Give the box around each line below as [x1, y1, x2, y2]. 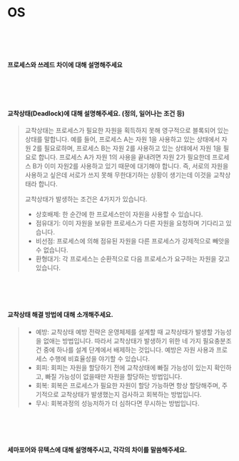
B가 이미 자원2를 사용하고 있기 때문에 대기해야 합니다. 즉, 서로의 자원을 [32, 162, 229, 171]
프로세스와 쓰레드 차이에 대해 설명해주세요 [7, 60, 123, 69]
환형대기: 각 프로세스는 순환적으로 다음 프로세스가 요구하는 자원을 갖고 [35, 255, 230, 263]
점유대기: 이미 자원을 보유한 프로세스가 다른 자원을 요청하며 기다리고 [35, 219, 225, 228]
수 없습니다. [35, 245, 68, 254]
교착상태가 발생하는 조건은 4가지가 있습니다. [24, 195, 148, 203]
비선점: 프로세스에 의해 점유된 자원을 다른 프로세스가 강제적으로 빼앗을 [35, 237, 230, 245]
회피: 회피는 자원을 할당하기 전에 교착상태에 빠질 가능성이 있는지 [35, 363, 213, 372]
